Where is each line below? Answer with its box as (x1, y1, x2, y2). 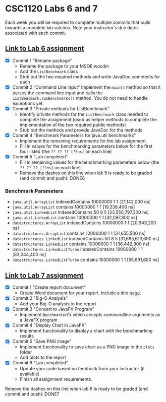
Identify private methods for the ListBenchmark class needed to (19, 111, 149, 117)
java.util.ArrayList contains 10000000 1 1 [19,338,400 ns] (12, 204, 135, 210)
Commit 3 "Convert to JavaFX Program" (12, 306, 95, 312)
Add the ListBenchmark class (19, 68, 78, 74)
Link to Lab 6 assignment (5, 44, 84, 53)
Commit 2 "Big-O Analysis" (12, 295, 68, 301)
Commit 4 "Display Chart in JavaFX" (12, 322, 87, 328)
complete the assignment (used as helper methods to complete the (19, 116, 157, 122)
